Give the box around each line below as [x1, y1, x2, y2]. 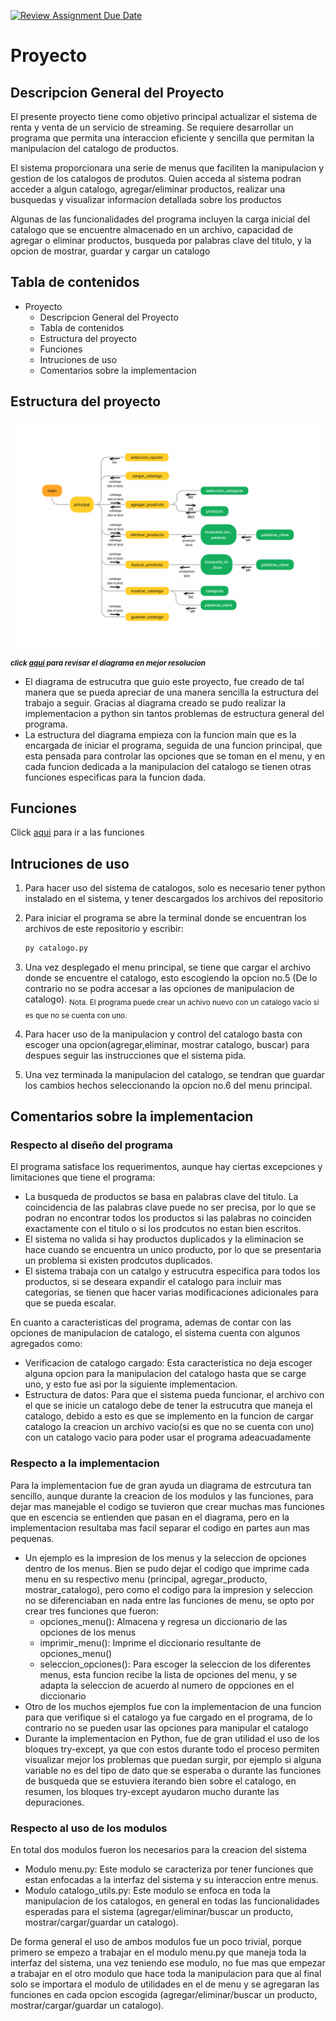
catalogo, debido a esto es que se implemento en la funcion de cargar [24, 1410, 314, 1422]
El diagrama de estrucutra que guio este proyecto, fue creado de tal [24, 675, 305, 687]
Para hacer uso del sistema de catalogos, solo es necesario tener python [24, 882, 326, 894]
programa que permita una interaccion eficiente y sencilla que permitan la [10, 132, 315, 144]
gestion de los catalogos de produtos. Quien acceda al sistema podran [10, 173, 302, 184]
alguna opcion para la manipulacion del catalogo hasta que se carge [24, 1368, 307, 1380]
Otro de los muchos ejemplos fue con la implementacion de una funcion [24, 1700, 322, 1712]
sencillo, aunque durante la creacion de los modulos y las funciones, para [10, 1490, 314, 1502]
